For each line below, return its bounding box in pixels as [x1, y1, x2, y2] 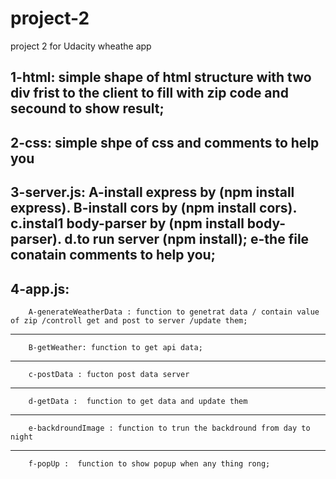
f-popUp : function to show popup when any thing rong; [28, 458, 271, 469]
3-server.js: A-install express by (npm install [10, 184, 295, 201]
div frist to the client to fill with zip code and [10, 85, 289, 102]
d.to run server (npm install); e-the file [64, 231, 310, 248]
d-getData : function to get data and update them [28, 396, 248, 406]
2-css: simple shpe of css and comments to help [10, 134, 320, 151]
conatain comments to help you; [10, 247, 216, 264]
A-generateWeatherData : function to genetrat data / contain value [28, 307, 320, 317]
